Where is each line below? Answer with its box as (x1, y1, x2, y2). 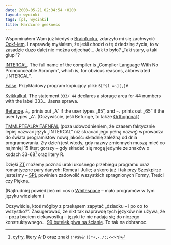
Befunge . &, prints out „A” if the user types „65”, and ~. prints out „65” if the (5, 108, 164, 114)
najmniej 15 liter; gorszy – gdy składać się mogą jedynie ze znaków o (5, 145, 150, 151)
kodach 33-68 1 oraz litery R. (5, 150, 65, 158)
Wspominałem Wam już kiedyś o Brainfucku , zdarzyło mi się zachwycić (5, 36, 155, 42)
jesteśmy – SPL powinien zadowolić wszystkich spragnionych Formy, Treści (5, 172, 164, 178)
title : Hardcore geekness (5, 21, 60, 27)
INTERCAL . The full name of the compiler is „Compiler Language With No (5, 62, 159, 68)
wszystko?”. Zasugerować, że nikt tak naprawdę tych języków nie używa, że (5, 208, 165, 214)
